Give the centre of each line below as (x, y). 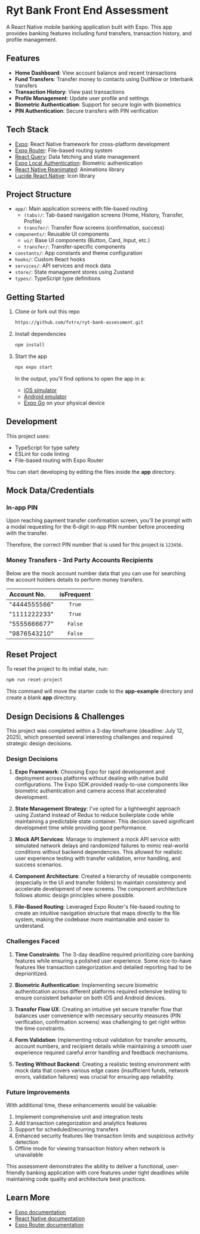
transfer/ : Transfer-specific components (75, 247)
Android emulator (45, 396)
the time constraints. (40, 1028)
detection (27, 1142)
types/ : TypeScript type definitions (58, 279)
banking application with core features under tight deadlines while (108, 1173)
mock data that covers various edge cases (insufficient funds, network (102, 1070)
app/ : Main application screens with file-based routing (81, 209)
